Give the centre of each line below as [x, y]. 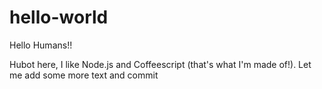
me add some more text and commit [84, 75]
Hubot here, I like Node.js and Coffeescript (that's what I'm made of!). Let [160, 64]
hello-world [59, 17]
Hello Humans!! [41, 45]
